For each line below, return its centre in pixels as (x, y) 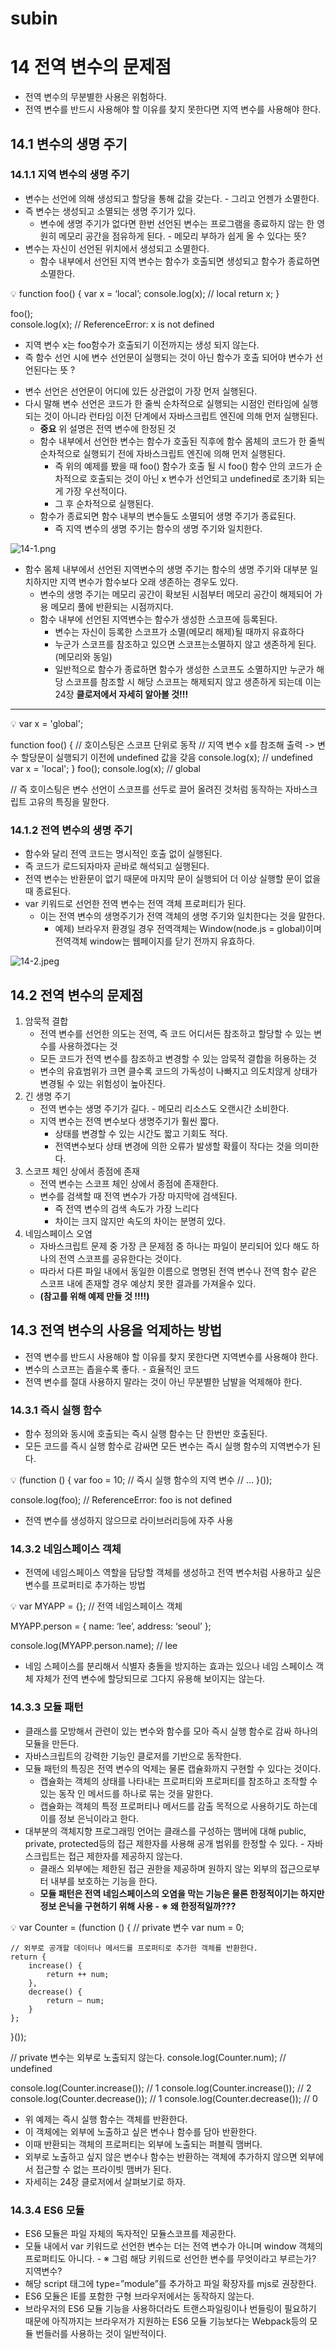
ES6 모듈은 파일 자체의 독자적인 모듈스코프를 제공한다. (130, 2233)
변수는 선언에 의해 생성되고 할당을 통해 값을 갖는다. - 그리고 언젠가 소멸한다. (172, 198)
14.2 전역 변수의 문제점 (77, 995)
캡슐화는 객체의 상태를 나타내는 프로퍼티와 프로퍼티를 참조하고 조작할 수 (178, 1781)
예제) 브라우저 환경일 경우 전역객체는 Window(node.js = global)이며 (188, 929)
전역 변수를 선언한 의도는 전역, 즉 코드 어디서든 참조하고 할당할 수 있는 (175, 1033)
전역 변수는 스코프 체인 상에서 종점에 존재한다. (129, 1183)
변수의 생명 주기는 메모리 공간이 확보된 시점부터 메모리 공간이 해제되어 (176, 594)
